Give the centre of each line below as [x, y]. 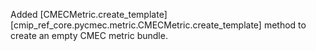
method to [285, 25]
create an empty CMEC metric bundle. [89, 35]
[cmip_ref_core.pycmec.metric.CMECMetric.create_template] [136, 25]
